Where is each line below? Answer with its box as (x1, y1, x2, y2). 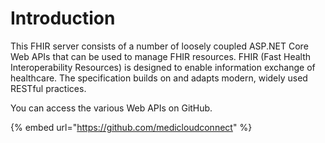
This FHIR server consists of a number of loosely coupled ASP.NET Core (10, 40, 309, 52)
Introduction (10, 7, 116, 30)
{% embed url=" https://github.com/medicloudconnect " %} (10, 121, 253, 133)
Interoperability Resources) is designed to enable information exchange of (10, 61, 316, 73)
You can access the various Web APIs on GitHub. (10, 102, 213, 114)
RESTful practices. (10, 82, 87, 94)
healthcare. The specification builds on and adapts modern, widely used (10, 72, 308, 84)
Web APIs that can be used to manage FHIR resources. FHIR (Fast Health (10, 50, 312, 62)
